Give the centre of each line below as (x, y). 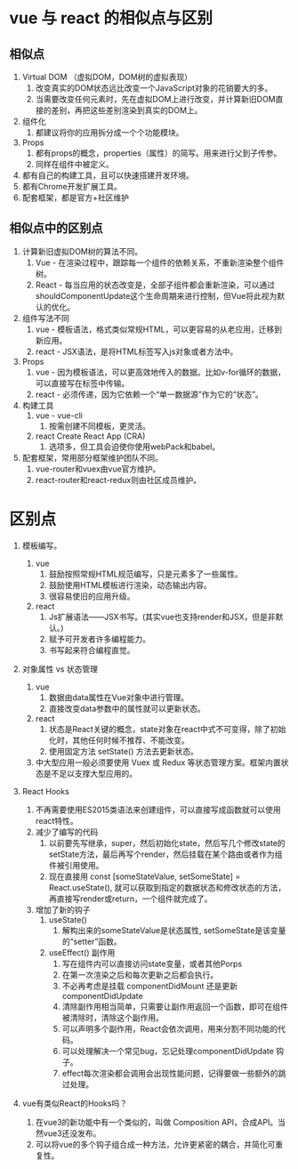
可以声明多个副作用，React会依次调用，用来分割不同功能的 (170, 1028)
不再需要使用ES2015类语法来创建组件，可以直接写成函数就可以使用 (158, 810)
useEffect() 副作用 (82, 952)
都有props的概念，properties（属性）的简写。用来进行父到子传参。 (158, 153)
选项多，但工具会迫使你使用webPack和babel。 (134, 447)
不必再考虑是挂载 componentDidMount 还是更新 (150, 986)
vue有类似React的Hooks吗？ (74, 1103)
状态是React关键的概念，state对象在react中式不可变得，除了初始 (167, 729)
